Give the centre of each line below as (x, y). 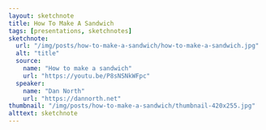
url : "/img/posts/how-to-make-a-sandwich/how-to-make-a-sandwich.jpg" (137, 46)
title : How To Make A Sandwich (61, 23)
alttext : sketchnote (43, 114)
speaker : (30, 83)
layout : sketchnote (41, 16)
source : (29, 61)
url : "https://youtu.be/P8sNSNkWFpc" (87, 76)
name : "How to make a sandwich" (77, 69)
